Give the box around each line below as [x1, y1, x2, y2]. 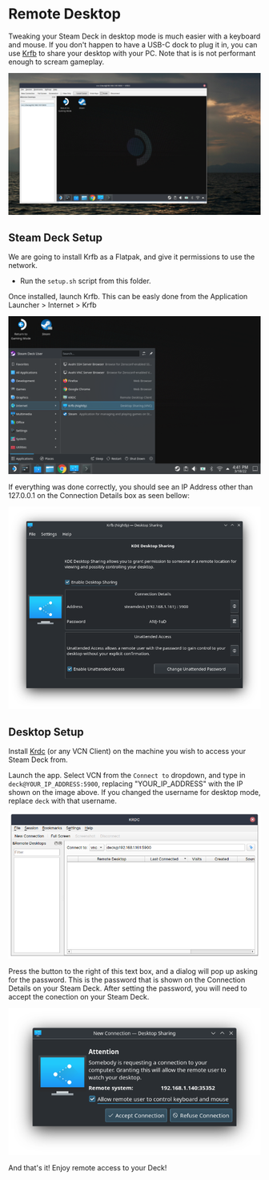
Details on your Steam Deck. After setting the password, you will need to [8, 983, 247, 993]
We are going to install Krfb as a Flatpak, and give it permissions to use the [8, 252, 255, 262]
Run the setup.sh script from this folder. [19, 276, 151, 286]
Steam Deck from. [8, 755, 68, 764]
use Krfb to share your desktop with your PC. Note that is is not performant [8, 48, 256, 58]
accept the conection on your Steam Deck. [8, 992, 150, 1002]
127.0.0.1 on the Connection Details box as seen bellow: [8, 491, 191, 501]
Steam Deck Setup [8, 230, 102, 245]
